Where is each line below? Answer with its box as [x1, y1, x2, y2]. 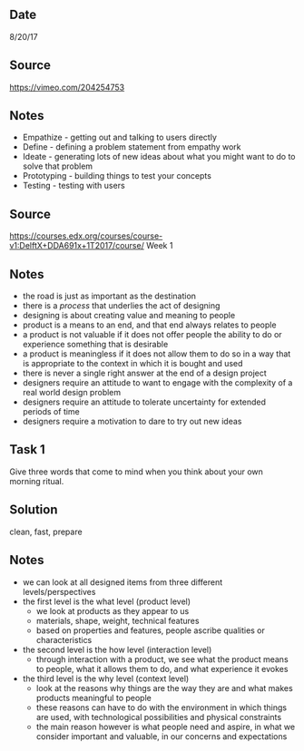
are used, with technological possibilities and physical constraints [35, 711, 282, 722]
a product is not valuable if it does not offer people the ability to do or [22, 329, 283, 340]
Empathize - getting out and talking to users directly [22, 132, 218, 143]
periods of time [22, 406, 80, 417]
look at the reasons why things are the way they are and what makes [35, 682, 293, 693]
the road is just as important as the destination [22, 290, 197, 302]
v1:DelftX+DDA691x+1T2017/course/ [9, 240, 145, 251]
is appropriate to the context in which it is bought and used [22, 358, 243, 369]
